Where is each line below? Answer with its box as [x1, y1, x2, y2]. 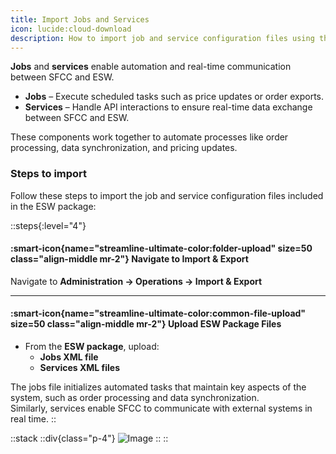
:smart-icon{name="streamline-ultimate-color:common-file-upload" [10, 307, 307, 320]
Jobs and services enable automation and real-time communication [10, 61, 292, 73]
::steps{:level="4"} [10, 219, 87, 231]
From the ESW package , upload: [24, 341, 160, 353]
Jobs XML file [39, 351, 99, 363]
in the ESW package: [10, 200, 97, 212]
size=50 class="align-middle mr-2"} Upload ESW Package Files [10, 318, 282, 330]
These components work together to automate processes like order [10, 131, 289, 143]
